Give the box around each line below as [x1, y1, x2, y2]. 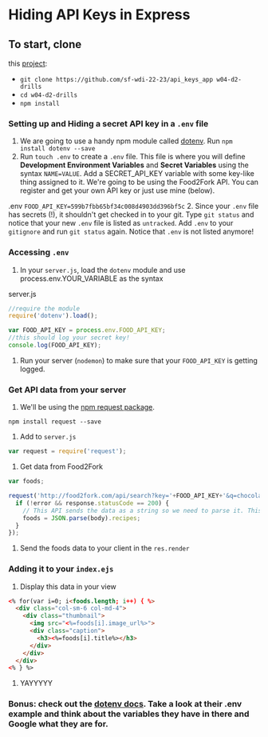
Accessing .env [8, 246, 69, 258]
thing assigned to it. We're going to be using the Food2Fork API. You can [19, 178, 259, 187]
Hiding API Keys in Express [8, 6, 191, 24]
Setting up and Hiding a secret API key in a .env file [8, 118, 209, 129]
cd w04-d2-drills [19, 91, 78, 99]
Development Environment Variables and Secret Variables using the [19, 160, 249, 170]
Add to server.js [19, 432, 77, 442]
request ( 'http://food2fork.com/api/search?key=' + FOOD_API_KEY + [8, 492, 223, 500]
